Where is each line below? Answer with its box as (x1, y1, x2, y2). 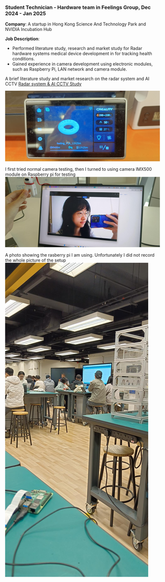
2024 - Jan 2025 (5, 10, 46, 17)
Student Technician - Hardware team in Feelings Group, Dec (5, 4, 151, 11)
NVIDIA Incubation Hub (5, 26, 53, 32)
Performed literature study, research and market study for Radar (12, 46, 142, 52)
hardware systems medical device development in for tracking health (12, 51, 152, 56)
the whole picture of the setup (5, 257, 66, 264)
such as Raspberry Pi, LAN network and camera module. (12, 66, 127, 72)
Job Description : (5, 36, 40, 42)
